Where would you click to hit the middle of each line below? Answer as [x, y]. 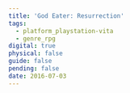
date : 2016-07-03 [38, 76]
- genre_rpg [36, 38]
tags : [17, 23]
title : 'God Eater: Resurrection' [67, 16]
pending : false [34, 69]
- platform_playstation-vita [65, 31]
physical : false [36, 53]
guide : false [30, 61]
